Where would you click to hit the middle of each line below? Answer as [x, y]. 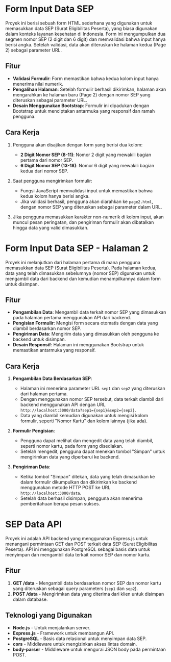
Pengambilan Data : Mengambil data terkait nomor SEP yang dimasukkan [89, 312]
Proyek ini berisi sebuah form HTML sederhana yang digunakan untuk [79, 23]
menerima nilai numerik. [38, 84]
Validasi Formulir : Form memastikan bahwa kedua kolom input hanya [86, 78]
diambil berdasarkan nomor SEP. [47, 328]
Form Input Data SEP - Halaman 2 [77, 248]
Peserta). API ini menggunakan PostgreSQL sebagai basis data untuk [78, 549]
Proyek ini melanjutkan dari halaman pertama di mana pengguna [73, 262]
